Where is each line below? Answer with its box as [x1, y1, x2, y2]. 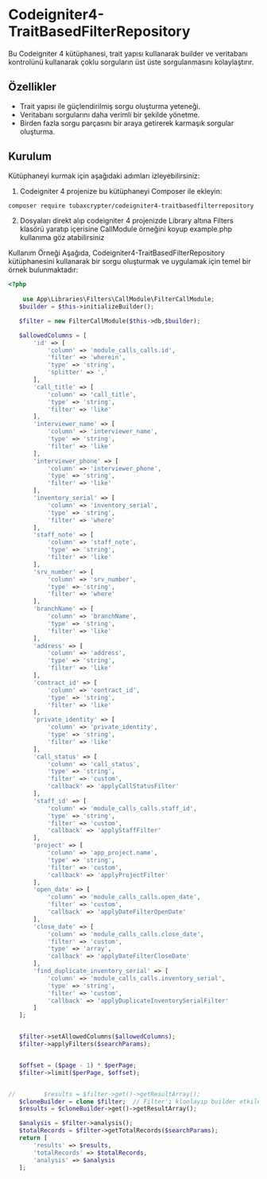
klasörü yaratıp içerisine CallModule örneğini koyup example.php [19, 224, 233, 234]
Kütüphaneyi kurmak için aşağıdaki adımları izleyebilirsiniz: [8, 171, 200, 180]
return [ [18, 1134, 48, 1142]
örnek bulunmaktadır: [8, 265, 79, 275]
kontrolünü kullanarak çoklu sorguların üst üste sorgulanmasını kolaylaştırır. [8, 57, 254, 67]
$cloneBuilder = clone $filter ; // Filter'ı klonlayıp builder [18, 1097, 237, 1106]
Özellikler [8, 80, 57, 94]
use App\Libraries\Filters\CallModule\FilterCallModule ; [22, 296, 215, 304]
